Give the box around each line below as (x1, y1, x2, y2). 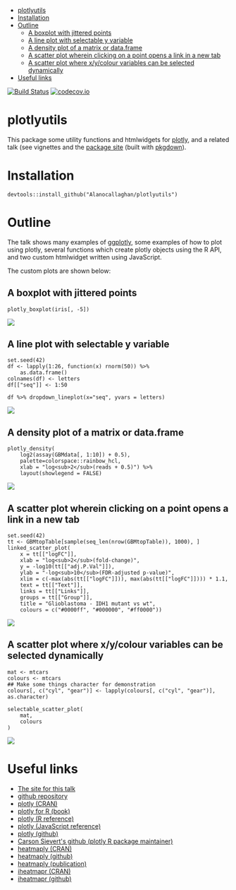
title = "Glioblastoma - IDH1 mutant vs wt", (20, 600, 156, 607)
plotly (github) (17, 829, 58, 838)
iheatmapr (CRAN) (17, 867, 71, 875)
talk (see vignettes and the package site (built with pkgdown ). (7, 143, 187, 151)
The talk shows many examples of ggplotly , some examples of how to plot (7, 238, 223, 246)
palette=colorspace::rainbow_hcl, (20, 457, 121, 465)
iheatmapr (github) (17, 874, 72, 883)
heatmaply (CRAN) (17, 844, 73, 853)
